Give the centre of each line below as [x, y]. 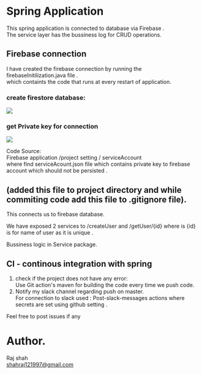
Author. [26, 341]
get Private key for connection [52, 126]
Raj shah [17, 358]
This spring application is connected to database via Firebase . [85, 28]
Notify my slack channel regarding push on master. [80, 291]
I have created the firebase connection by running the [74, 69]
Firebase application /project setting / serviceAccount [74, 158]
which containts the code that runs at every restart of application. [89, 81]
